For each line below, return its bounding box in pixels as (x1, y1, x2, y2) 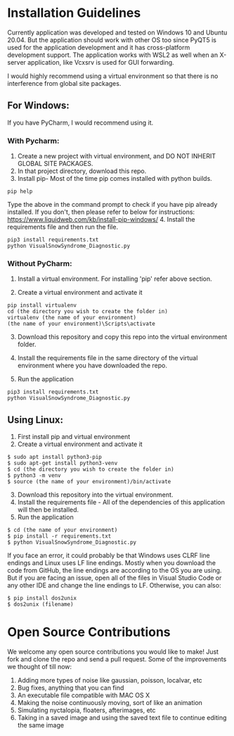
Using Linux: (7, 414, 64, 426)
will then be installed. (17, 505, 79, 514)
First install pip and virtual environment (17, 433, 131, 441)
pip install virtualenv (7, 302, 77, 309)
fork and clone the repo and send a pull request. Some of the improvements (7, 655, 227, 664)
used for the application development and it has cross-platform (7, 43, 190, 51)
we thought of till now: (7, 663, 72, 671)
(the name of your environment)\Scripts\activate (7, 320, 156, 328)
